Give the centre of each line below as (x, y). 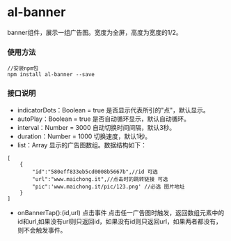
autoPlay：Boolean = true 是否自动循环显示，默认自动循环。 (103, 119)
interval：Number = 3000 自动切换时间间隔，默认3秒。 (96, 127)
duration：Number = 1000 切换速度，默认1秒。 (84, 136)
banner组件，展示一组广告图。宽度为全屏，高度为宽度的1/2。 (95, 32)
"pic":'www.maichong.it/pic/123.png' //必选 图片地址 (109, 187)
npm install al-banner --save (51, 75)
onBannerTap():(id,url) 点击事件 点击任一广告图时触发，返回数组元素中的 (121, 212)
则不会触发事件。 (42, 230)
